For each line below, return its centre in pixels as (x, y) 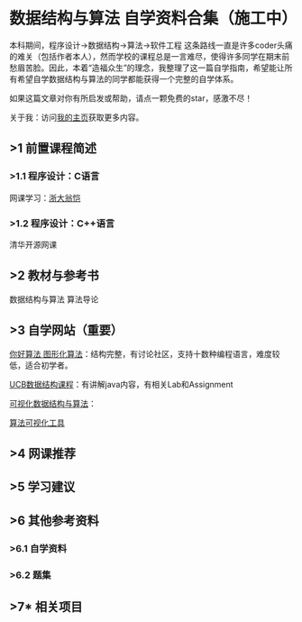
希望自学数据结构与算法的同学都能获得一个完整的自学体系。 (128, 78)
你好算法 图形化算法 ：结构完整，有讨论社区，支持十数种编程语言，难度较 (145, 353)
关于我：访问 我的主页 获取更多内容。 (77, 117)
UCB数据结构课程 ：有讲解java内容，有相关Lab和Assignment (121, 384)
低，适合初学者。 (41, 365)
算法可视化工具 (37, 422)
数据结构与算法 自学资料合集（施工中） (153, 18)
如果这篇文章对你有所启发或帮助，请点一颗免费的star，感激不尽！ (131, 98)
